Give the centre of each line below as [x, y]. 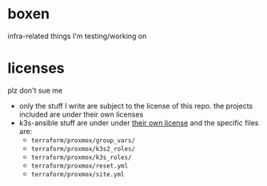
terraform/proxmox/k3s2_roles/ [83, 148]
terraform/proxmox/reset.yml [80, 166]
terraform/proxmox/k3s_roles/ [82, 157]
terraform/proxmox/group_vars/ [83, 140]
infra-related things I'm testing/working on [77, 36]
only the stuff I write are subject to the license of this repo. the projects [136, 105]
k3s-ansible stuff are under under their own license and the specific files [139, 123]
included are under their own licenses [81, 114]
